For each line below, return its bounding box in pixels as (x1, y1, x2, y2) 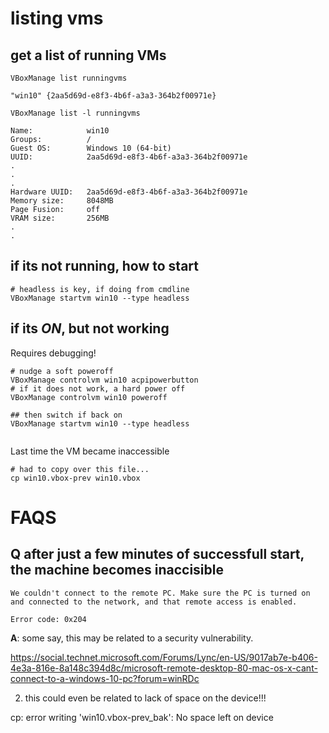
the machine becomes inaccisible (10, 562, 224, 579)
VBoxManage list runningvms (10, 73, 128, 83)
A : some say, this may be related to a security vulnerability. (10, 632, 254, 644)
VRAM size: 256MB (10, 213, 110, 223)
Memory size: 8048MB (10, 196, 114, 206)
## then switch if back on (10, 410, 123, 420)
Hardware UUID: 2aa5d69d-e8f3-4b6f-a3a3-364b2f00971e (10, 187, 248, 197)
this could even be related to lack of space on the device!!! (24, 692, 267, 704)
